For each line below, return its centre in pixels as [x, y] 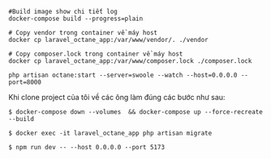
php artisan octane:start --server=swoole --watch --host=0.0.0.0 [123, 75]
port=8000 [25, 82]
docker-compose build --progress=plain [76, 19]
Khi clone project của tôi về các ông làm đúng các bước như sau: [117, 97]
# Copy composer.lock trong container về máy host [96, 54]
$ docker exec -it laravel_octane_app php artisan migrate [110, 133]
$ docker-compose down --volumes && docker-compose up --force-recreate [136, 112]
